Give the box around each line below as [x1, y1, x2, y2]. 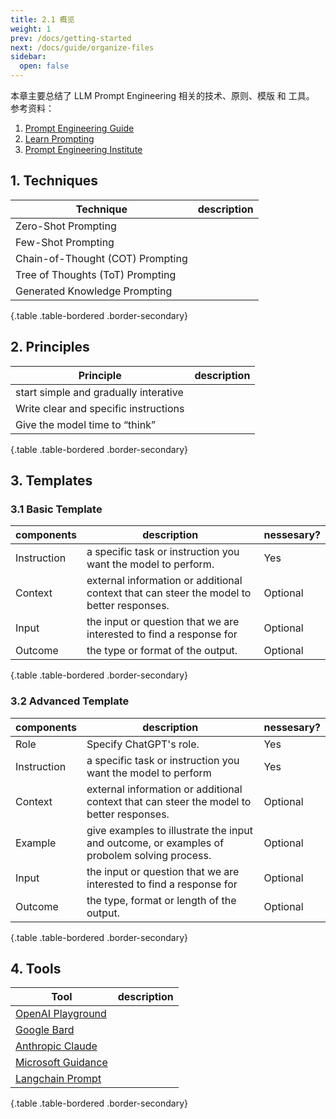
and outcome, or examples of [86, 836, 225, 850]
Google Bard [15, 1023, 75, 1037]
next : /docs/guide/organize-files [10, 42, 155, 53]
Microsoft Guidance [15, 1056, 108, 1070]
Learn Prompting [24, 133, 95, 145]
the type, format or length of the [86, 893, 237, 907]
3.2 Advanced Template [10, 694, 130, 708]
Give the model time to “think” [15, 417, 156, 431]
